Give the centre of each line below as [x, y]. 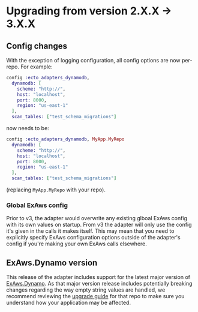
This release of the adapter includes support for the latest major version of [98, 277]
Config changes [37, 46]
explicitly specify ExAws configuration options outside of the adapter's [94, 238]
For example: [37, 67]
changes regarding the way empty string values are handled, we [86, 290]
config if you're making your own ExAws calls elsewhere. [76, 244]
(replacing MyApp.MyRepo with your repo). [56, 190]
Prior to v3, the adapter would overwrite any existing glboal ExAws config [97, 218]
